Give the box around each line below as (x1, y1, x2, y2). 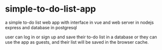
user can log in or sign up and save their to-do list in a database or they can (5, 34, 157, 40)
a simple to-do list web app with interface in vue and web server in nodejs (5, 19, 154, 25)
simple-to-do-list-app (5, 3, 96, 15)
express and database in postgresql (5, 24, 77, 30)
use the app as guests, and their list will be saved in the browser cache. (5, 39, 149, 45)
